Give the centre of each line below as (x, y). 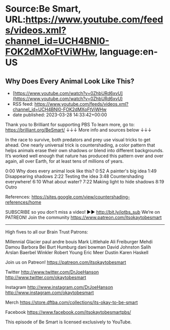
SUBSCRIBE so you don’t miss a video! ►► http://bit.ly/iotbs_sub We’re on (83, 212)
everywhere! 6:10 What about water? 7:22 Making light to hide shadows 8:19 (85, 182)
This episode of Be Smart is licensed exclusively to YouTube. (69, 322)
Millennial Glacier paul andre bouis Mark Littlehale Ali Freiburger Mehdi (79, 242)
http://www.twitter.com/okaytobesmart (46, 277)
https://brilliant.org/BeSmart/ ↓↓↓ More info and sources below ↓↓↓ (78, 130)
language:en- (129, 52)
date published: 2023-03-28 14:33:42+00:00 (60, 115)
